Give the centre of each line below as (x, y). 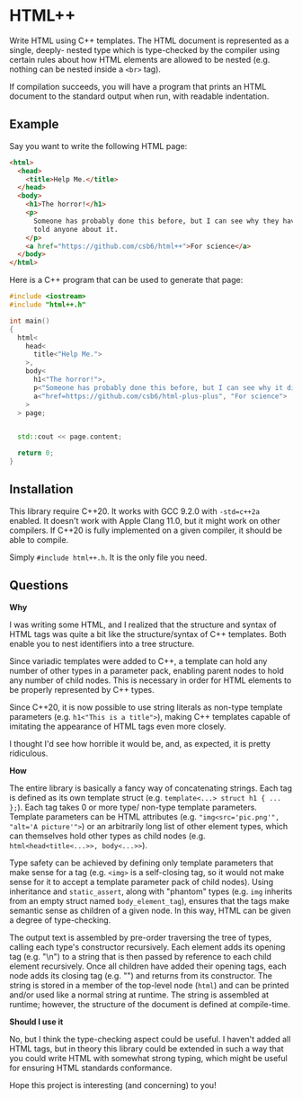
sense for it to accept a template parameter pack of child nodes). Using (142, 882)
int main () (30, 321)
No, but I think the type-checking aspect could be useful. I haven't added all (150, 1039)
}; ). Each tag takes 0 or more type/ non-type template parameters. (133, 807)
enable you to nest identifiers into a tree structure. (102, 643)
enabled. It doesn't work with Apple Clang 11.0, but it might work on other (145, 520)
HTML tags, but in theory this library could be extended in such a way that (147, 1049)
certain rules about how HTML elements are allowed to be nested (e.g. (140, 59)
